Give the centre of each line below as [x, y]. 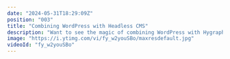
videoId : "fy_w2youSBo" [41, 45]
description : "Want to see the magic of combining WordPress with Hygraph [116, 32]
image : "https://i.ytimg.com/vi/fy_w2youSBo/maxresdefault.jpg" [101, 39]
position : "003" [30, 20]
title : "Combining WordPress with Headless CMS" [78, 26]
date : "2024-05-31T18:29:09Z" [50, 13]
